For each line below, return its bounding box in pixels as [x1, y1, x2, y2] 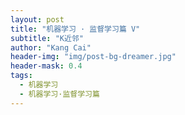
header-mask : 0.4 [10, 61, 83, 71]
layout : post [10, 14, 65, 25]
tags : [10, 71, 33, 81]
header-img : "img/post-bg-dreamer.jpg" [10, 52, 177, 62]
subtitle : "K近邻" [10, 33, 84, 43]
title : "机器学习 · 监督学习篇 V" [10, 24, 141, 34]
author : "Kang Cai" [10, 42, 92, 53]
